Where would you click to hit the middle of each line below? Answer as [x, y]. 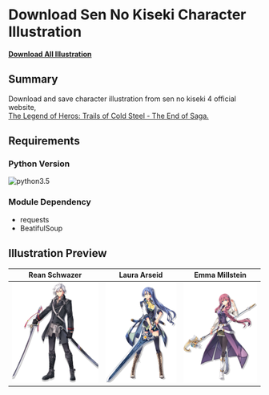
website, [22, 107]
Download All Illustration [50, 54]
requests [34, 219]
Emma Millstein [220, 275]
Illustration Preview [58, 253]
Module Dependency [50, 202]
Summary [33, 79]
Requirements [44, 141]
